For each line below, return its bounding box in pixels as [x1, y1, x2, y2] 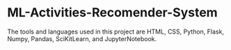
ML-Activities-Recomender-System [7, 5, 218, 21]
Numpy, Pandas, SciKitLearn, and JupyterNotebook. [7, 34, 157, 42]
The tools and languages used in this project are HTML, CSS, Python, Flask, [7, 27, 225, 36]
